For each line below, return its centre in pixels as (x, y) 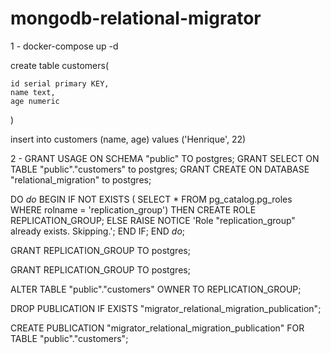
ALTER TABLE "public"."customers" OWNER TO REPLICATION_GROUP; (156, 289)
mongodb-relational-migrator (136, 18)
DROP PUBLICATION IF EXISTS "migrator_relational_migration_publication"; (166, 308)
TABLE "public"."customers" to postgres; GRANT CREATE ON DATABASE (160, 169)
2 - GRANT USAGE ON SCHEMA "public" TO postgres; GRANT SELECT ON (165, 158)
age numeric (35, 101)
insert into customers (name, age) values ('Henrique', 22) (128, 139)
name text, (33, 92)
